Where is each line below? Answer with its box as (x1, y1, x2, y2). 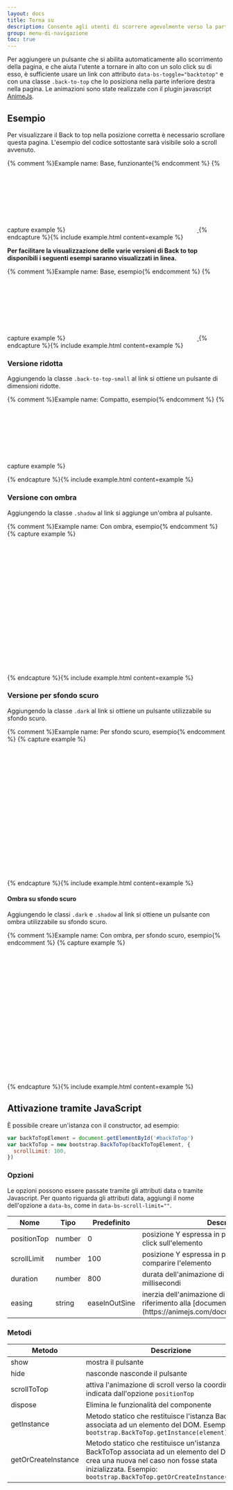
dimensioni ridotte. (7, 382, 61, 390)
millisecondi (141, 1278, 182, 1287)
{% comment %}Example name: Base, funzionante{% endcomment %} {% (7, 159, 221, 167)
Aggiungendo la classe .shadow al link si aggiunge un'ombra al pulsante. (7, 509, 213, 517)
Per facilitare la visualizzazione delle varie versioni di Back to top (7, 246, 198, 255)
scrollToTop (10, 1384, 49, 1394)
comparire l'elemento (141, 1258, 212, 1267)
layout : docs (7, 10, 45, 17)
